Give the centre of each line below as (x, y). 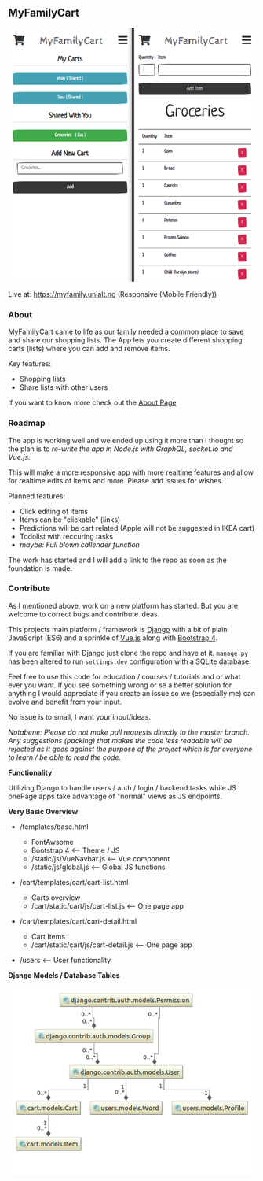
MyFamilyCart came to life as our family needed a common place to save (126, 332)
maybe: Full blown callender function (79, 544)
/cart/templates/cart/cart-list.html (74, 882)
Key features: (29, 364)
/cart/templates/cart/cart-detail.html (78, 921)
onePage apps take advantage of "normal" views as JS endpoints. (115, 796)
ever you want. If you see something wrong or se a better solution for (120, 685)
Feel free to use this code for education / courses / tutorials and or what (124, 676)
